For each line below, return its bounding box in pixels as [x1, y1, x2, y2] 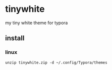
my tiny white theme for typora [5, 20, 68, 26]
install [5, 34, 25, 42]
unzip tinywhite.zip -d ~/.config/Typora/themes [5, 60, 108, 65]
